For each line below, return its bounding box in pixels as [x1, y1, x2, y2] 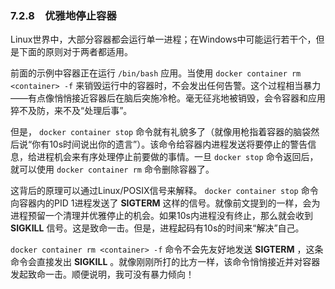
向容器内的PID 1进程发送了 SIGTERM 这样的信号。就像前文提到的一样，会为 [10, 197, 321, 209]
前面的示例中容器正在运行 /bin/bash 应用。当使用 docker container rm [10, 67, 302, 79]
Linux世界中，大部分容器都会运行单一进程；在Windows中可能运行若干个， [10, 33, 317, 46]
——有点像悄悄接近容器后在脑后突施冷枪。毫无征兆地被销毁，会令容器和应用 [10, 92, 326, 104]
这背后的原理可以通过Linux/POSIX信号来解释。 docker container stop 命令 [10, 185, 319, 197]
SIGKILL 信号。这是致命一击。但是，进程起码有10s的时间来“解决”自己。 [10, 222, 305, 234]
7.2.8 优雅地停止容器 [10, 8, 117, 22]
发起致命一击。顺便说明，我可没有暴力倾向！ [10, 268, 195, 281]
